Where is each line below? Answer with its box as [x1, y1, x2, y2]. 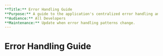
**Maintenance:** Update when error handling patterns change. [4, 20, 136, 25]
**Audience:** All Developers [4, 16, 66, 21]
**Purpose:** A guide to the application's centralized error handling [4, 11, 153, 16]
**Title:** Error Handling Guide [4, 7, 72, 12]
